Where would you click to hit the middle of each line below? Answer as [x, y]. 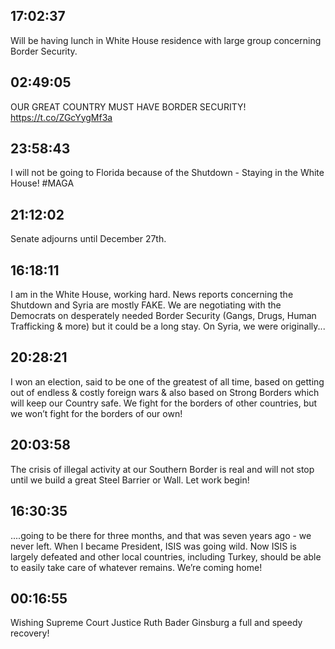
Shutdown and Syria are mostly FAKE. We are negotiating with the [146, 305]
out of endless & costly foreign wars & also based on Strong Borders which [165, 392]
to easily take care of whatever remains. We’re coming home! [136, 567]
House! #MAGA [42, 183]
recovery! [30, 633]
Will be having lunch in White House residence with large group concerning [166, 40]
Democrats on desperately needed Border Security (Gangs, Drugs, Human [163, 316]
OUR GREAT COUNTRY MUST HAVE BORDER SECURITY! [128, 106]
